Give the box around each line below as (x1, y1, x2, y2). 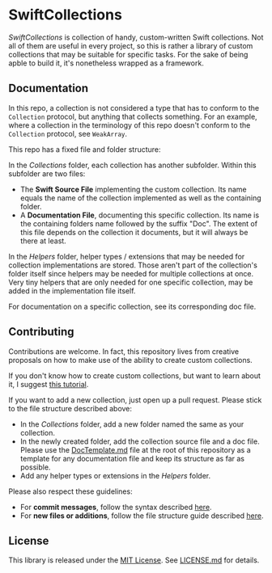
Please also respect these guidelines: (8, 487, 133, 496)
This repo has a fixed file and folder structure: (8, 144, 161, 154)
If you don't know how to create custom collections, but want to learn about (8, 370, 261, 381)
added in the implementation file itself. (8, 285, 136, 296)
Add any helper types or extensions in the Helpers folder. (19, 470, 211, 480)
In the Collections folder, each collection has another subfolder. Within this (8, 160, 257, 170)
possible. (19, 462, 51, 472)
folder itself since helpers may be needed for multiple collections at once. (8, 268, 254, 278)
